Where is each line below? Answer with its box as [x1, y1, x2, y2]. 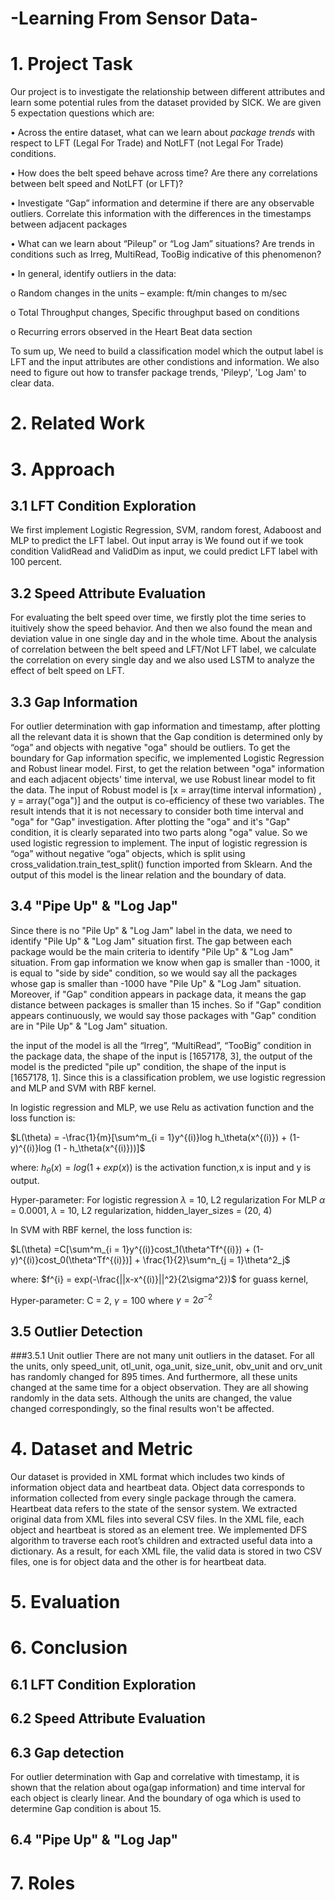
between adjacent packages [10, 218, 128, 231]
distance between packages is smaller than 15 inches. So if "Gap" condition [10, 998, 322, 1011]
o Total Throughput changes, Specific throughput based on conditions [10, 307, 300, 319]
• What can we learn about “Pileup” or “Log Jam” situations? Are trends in [10, 238, 315, 250]
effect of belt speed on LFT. [10, 665, 125, 677]
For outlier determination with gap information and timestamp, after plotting [10, 720, 321, 732]
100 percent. [10, 556, 63, 568]
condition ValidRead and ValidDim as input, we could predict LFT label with [10, 545, 318, 557]
